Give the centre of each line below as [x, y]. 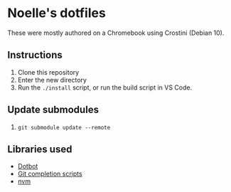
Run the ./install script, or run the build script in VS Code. [105, 87]
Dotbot [28, 166]
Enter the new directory [52, 80]
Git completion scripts [50, 174]
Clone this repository [48, 72]
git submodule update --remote [64, 127]
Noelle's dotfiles [57, 13]
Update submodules [53, 110]
